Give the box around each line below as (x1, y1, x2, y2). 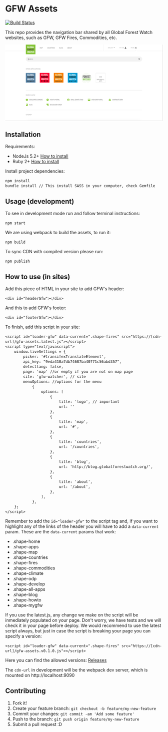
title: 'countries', (58, 439, 101, 444)
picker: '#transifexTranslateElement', (23, 354, 106, 359)
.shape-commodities (12, 565, 55, 571)
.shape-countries (12, 554, 48, 560)
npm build (5, 240, 26, 245)
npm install (5, 179, 30, 184)
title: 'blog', (58, 459, 91, 464)
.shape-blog (12, 591, 38, 598)
